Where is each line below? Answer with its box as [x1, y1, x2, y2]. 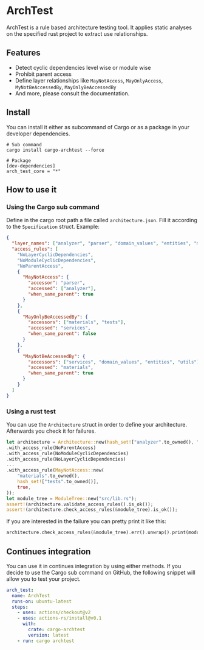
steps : [12, 604, 29, 610]
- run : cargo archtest [17, 638, 75, 644]
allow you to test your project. [6, 575, 81, 583]
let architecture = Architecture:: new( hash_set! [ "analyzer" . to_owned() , [6, 439, 194, 445]
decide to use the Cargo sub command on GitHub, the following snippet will [6, 569, 195, 576]
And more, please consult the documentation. [15, 89, 130, 97]
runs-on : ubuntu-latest [12, 598, 72, 604]
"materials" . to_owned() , [17, 473, 80, 479]
